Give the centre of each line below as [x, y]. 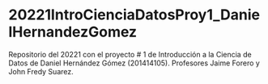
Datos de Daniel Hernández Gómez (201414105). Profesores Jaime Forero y [134, 63]
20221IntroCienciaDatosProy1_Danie [134, 15]
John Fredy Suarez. [41, 71]
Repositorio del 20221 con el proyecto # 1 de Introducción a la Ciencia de [130, 54]
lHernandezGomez [73, 32]
